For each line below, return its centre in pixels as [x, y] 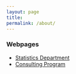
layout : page [23, 12]
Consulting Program [40, 64]
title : [15, 18]
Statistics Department [42, 58]
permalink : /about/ [31, 23]
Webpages [23, 44]
